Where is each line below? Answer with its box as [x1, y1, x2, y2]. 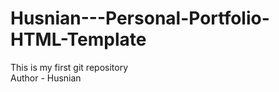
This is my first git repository [10, 61, 129, 73]
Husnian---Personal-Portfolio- [10, 7, 270, 30]
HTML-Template [10, 28, 147, 51]
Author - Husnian [10, 72, 82, 84]
